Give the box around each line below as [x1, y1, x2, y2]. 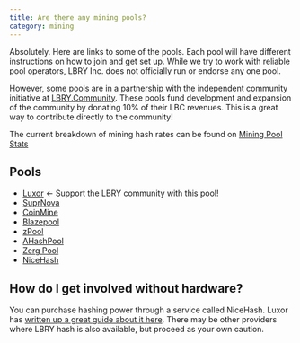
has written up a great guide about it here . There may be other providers [9, 314, 278, 325]
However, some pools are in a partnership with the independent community [9, 83, 288, 93]
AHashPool [22, 235, 65, 247]
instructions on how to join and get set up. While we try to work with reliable [9, 56, 290, 66]
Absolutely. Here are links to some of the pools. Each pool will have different [9, 46, 292, 57]
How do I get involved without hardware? [9, 280, 243, 296]
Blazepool [22, 216, 60, 227]
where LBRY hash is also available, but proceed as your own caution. [9, 324, 265, 335]
